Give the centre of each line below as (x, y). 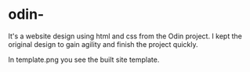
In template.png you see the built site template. (84, 59)
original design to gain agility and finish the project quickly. (103, 44)
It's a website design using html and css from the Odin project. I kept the (125, 36)
